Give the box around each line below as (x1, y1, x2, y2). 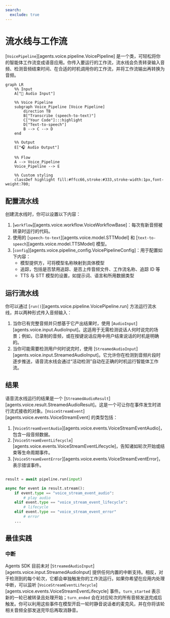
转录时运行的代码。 (12, 228, 53, 235)
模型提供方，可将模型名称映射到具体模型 (20, 260, 105, 266)
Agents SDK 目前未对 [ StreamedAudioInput (5, 563, 93, 569)
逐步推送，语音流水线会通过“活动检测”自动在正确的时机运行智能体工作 (12, 358, 159, 365)
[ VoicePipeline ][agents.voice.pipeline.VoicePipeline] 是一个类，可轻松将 (5, 53, 156, 59)
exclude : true (10, 12, 39, 17)
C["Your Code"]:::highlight (23, 118, 82, 123)
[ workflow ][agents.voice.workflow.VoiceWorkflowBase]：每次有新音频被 (12, 222, 163, 228)
